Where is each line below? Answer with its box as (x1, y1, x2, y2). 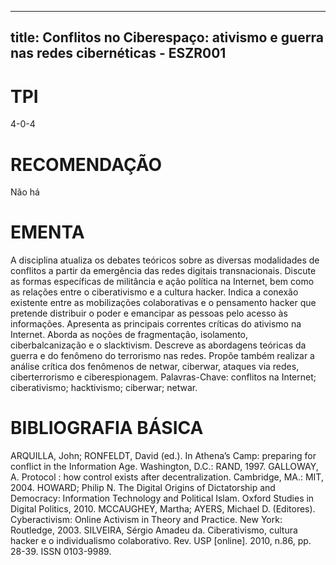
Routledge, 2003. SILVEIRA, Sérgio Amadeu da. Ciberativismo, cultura (10, 524, 298, 536)
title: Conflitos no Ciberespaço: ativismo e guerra (10, 29, 324, 46)
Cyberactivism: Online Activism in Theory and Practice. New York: (10, 514, 283, 526)
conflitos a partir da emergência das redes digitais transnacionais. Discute (10, 265, 317, 277)
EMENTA (10, 221, 85, 244)
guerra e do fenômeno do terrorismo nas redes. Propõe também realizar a (10, 350, 315, 362)
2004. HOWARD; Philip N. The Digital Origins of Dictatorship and (10, 482, 276, 494)
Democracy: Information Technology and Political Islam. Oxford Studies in (10, 492, 315, 505)
